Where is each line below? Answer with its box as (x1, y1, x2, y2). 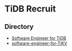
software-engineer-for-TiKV (11, 40, 67, 46)
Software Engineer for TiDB (11, 35, 66, 41)
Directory (4, 23, 34, 31)
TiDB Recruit (4, 3, 56, 14)
